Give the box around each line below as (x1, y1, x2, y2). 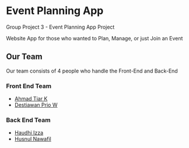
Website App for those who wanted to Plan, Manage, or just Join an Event (6, 35, 183, 42)
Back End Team (6, 116, 51, 124)
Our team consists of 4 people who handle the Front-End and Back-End (6, 67, 178, 74)
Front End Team (6, 82, 51, 90)
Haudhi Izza (14, 129, 44, 136)
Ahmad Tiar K (14, 95, 48, 102)
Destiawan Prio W (14, 101, 58, 109)
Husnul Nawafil (14, 136, 51, 143)
